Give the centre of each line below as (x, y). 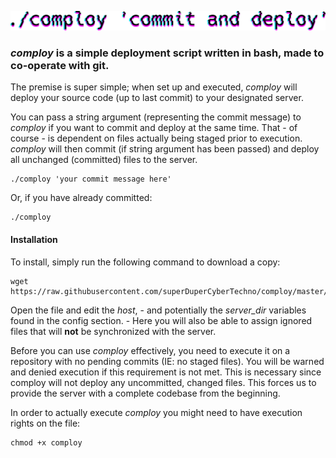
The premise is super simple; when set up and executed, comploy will (154, 87)
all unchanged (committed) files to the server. (104, 160)
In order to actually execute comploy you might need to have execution (156, 412)
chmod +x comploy (46, 442)
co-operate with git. (60, 65)
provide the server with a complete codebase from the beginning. (145, 393)
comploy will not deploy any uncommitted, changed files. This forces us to (163, 382)
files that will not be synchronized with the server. (113, 331)
